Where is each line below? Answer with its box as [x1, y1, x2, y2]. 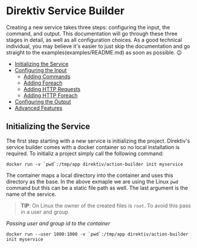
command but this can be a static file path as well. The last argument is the [6, 184, 189, 191]
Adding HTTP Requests [23, 85, 81, 92]
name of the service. [6, 191, 57, 198]
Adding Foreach [23, 79, 63, 86]
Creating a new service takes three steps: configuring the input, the [6, 24, 170, 31]
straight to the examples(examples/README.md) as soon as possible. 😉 [6, 49, 182, 56]
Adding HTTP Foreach [23, 92, 78, 99]
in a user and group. [20, 208, 70, 215]
